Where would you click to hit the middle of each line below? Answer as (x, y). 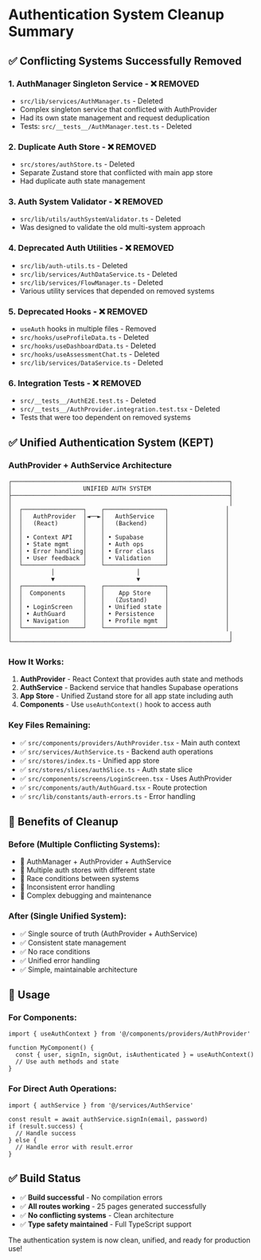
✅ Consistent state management (73, 942)
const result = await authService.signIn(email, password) (108, 1119)
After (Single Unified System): (68, 916)
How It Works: (36, 661)
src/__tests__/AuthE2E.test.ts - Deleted (88, 400)
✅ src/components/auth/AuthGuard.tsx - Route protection (113, 787)
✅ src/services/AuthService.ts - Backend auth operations (116, 751)
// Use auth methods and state (67, 1062)
